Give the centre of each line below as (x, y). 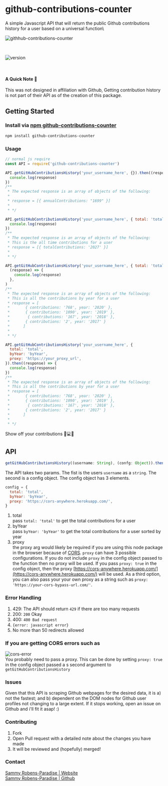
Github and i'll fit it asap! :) (32, 709)
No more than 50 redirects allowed (48, 630)
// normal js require (28, 159)
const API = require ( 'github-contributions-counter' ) (62, 164)
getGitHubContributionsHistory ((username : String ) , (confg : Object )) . (80, 463)
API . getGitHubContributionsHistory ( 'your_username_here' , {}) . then (77, 173)
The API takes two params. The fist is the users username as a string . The (81, 472)
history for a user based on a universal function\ (54, 28)
